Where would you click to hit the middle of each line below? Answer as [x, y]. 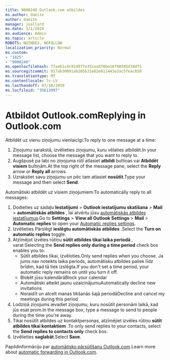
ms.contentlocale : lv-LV [31, 81]
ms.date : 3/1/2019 [25, 29]
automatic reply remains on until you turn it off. [69, 272]
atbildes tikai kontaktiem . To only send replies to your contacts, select [87, 326]
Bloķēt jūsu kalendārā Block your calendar [64, 278]
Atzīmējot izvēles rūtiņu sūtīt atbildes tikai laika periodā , [73, 240]
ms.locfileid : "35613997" [32, 90]
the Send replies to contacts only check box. [60, 332]
